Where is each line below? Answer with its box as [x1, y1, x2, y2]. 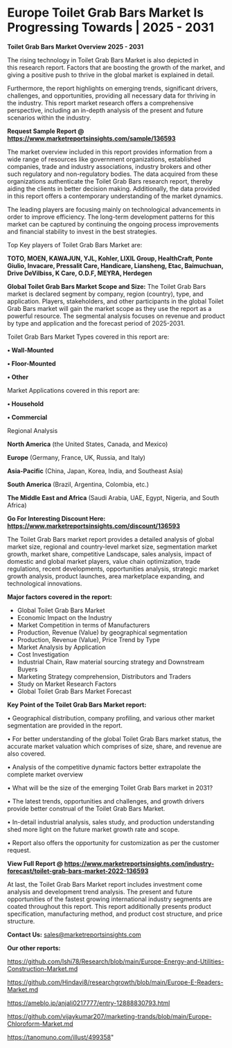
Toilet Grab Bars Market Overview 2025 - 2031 [7, 42, 144, 51]
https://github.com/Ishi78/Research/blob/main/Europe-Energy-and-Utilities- [7, 957, 224, 966]
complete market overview [7, 770, 83, 779]
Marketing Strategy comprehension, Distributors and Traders [17, 672, 192, 680]
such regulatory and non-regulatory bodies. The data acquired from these [7, 170, 218, 178]
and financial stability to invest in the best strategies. [7, 227, 157, 236]
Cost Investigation [17, 650, 69, 659]
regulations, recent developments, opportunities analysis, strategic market [7, 565, 220, 573]
